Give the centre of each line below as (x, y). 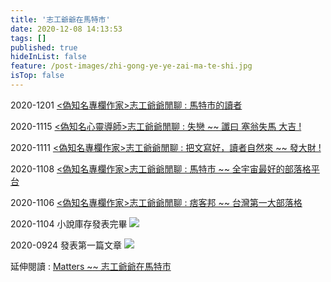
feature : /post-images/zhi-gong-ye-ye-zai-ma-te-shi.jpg (131, 66)
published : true (44, 47)
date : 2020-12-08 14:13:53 (66, 29)
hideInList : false (48, 57)
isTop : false (37, 76)
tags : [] (28, 38)
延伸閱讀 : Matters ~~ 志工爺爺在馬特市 (91, 266)
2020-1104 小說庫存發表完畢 (69, 223)
